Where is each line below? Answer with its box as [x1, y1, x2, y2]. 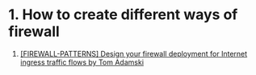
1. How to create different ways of [8, 6, 238, 24]
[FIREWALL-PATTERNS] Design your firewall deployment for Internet [19, 49, 248, 58]
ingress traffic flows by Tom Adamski [19, 57, 144, 67]
